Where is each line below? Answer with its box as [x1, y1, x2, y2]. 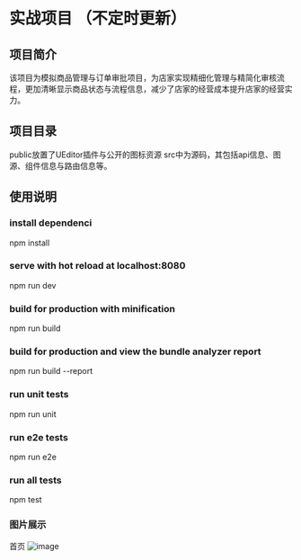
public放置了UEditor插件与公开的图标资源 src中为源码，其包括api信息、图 [9, 149, 281, 160]
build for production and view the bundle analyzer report [9, 345, 262, 358]
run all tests [9, 474, 62, 486]
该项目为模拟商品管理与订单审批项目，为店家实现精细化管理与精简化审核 [9, 73, 277, 83]
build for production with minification [9, 302, 175, 315]
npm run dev [9, 280, 57, 290]
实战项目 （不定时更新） [9, 8, 187, 29]
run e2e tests [9, 431, 69, 443]
